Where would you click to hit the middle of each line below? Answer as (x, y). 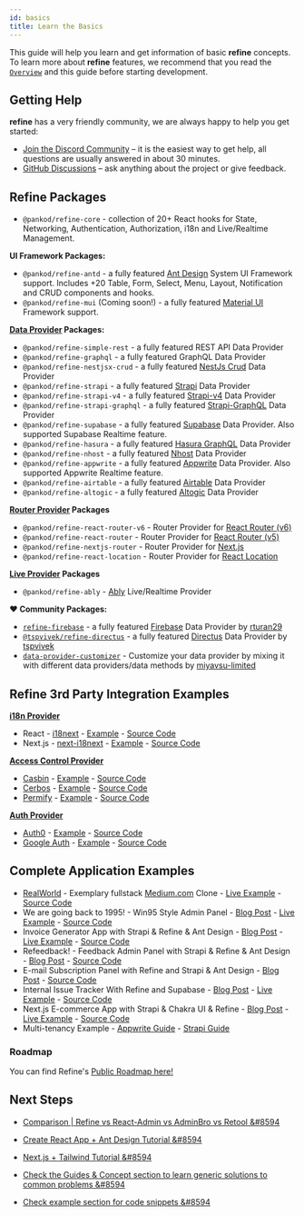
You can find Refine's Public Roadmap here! (92, 1071)
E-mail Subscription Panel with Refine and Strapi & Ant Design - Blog (151, 970)
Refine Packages (58, 197)
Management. (49, 238)
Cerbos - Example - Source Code (85, 788)
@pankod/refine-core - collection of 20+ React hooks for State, (140, 219)
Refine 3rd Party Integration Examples (119, 694)
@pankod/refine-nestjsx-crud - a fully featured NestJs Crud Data (144, 367)
